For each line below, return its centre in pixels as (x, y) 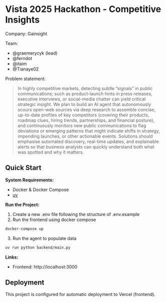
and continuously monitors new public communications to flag (82, 125)
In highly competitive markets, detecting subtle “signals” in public (85, 88)
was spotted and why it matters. (51, 152)
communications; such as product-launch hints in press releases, (85, 93)
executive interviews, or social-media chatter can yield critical (81, 99)
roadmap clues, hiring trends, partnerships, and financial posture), (86, 120)
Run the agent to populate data (44, 238)
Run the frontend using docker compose (54, 219)
